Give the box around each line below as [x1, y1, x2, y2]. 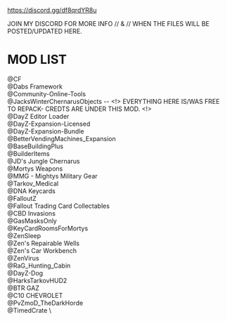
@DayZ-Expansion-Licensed [7, 119, 91, 128]
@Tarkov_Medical [7, 179, 59, 188]
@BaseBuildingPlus [7, 142, 64, 150]
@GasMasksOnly [7, 216, 58, 225]
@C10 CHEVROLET [7, 291, 63, 299]
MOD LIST [7, 52, 67, 67]
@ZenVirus [7, 254, 40, 262]
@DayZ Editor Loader [7, 112, 70, 120]
